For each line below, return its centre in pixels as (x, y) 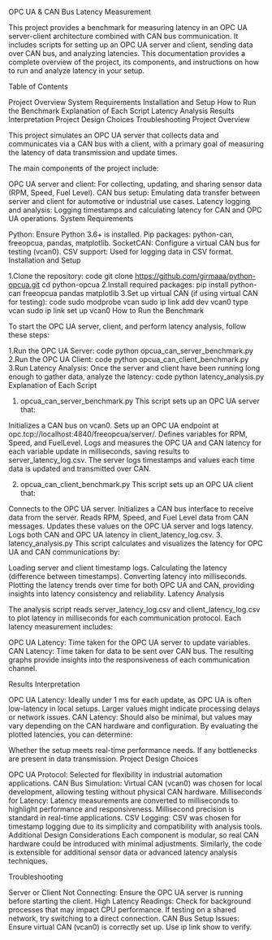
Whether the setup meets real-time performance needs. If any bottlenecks (133, 750)
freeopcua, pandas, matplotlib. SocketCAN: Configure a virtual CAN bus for (134, 243)
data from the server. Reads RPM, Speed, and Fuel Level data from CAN (129, 517)
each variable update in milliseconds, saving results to (99, 451)
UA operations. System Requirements (71, 218)
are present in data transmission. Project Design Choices (104, 759)
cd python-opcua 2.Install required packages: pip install (135, 285)
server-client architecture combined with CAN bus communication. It (123, 36)
